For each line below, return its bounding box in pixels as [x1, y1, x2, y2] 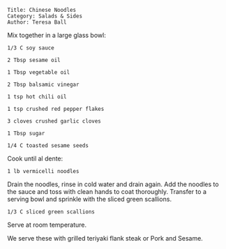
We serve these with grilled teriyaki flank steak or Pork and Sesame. [7, 234, 204, 242]
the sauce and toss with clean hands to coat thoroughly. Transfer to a [7, 188, 207, 195]
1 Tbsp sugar [7, 130, 45, 137]
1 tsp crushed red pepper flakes [7, 105, 105, 112]
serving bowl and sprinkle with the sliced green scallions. [7, 195, 172, 203]
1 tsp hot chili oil [7, 93, 68, 100]
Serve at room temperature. [7, 220, 87, 229]
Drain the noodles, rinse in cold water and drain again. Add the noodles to [7, 180, 219, 188]
